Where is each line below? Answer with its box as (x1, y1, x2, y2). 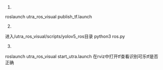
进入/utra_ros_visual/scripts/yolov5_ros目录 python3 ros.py (5, 34, 125, 39)
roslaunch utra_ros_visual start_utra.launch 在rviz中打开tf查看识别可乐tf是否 (5, 54, 159, 59)
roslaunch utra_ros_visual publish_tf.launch (5, 14, 92, 19)
